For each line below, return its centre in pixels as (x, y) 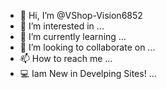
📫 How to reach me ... (66, 58)
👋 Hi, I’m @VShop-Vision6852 (81, 15)
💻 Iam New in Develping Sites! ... (88, 73)
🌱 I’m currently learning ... (73, 36)
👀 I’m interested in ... (62, 26)
